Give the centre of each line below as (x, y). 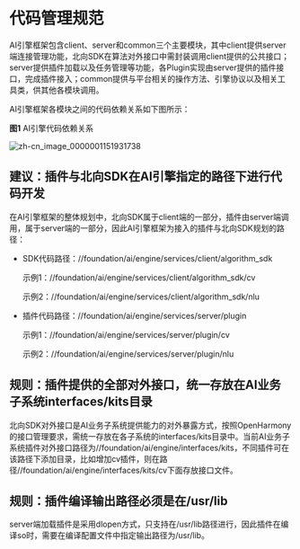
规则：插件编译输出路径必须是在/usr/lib (119, 501)
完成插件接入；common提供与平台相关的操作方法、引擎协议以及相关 (151, 78)
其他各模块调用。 (72, 90)
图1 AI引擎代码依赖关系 (52, 128)
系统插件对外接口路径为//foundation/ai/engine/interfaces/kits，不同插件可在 (150, 447)
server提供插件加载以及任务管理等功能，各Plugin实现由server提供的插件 (143, 67)
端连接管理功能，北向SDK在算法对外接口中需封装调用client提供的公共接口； (150, 56)
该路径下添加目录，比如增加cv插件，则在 (84, 458)
